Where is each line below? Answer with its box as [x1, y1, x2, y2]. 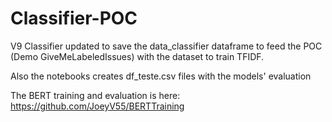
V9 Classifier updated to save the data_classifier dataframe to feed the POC [10, 40, 323, 52]
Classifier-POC [10, 7, 138, 30]
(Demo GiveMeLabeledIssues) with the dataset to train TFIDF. [10, 50, 265, 62]
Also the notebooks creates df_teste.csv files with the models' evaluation [10, 70, 312, 82]
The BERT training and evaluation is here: [10, 89, 181, 101]
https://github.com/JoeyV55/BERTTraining [10, 100, 185, 112]
